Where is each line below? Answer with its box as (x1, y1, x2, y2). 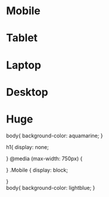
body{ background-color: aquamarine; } (6, 132, 103, 139)
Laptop (6, 58, 41, 72)
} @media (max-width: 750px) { (6, 155, 82, 162)
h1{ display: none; (6, 143, 49, 150)
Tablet (6, 31, 38, 45)
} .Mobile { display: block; (6, 166, 68, 173)
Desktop (6, 85, 48, 99)
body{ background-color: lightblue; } (6, 184, 95, 191)
